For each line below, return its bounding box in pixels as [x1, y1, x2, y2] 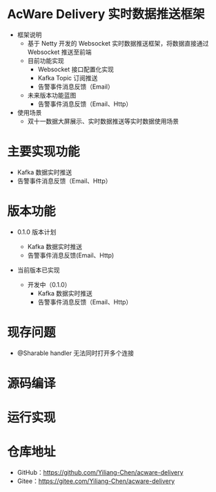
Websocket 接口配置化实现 [37, 65, 115, 73]
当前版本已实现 [17, 266, 60, 274]
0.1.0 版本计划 [17, 228, 57, 236]
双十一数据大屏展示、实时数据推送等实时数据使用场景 [27, 117, 179, 125]
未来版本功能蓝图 [27, 91, 77, 99]
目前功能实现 [27, 56, 64, 64]
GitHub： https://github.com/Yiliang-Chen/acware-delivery [17, 468, 184, 477]
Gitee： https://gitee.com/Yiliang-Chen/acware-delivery [17, 477, 175, 485]
